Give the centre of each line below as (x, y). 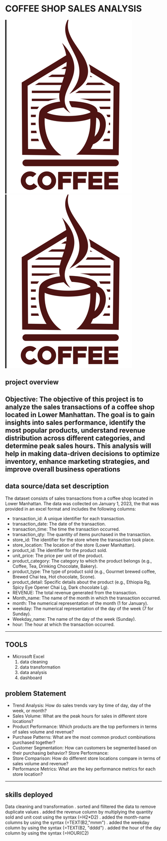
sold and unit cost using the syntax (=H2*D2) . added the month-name (78, 817)
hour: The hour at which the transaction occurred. (64, 624)
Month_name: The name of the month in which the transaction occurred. (87, 598)
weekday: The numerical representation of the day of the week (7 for (83, 608)
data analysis (33, 673)
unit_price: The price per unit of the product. (58, 556)
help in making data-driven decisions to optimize (83, 454)
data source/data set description (57, 486)
